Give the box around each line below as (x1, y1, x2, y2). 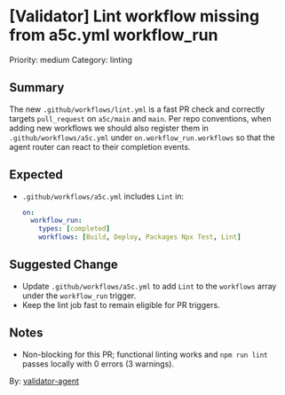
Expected (9, 167, 64, 183)
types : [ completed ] (38, 225, 111, 233)
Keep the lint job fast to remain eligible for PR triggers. (21, 299, 220, 310)
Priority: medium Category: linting (9, 54, 133, 65)
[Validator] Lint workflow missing (9, 6, 260, 27)
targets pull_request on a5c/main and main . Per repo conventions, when (9, 113, 273, 123)
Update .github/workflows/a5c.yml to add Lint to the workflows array (21, 280, 277, 291)
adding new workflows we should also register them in (9, 122, 209, 133)
